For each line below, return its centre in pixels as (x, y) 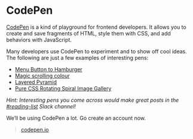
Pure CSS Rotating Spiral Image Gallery (63, 88)
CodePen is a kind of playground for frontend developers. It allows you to (96, 27)
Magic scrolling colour (42, 75)
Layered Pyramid (36, 82)
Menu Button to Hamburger (48, 69)
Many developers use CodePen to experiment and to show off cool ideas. (96, 51)
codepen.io (35, 129)
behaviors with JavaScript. (39, 40)
